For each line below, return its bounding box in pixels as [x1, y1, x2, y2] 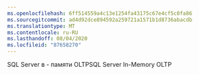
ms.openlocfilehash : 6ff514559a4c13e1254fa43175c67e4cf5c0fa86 [7, 10, 193, 17]
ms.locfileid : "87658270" [7, 42, 81, 48]
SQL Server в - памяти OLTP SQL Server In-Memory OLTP [7, 61, 172, 68]
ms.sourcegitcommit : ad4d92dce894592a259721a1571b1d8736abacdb [7, 16, 193, 23]
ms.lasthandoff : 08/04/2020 [7, 35, 88, 42]
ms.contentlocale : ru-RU [7, 29, 78, 36]
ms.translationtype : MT [7, 22, 76, 29]
